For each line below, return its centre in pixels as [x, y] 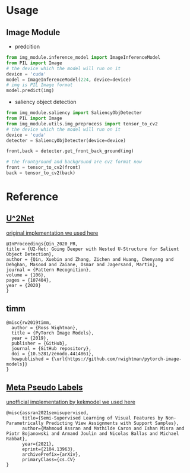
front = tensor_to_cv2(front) [44, 168]
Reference [32, 197]
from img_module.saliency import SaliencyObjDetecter [74, 113]
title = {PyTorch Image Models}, [53, 333]
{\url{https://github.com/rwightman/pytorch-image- [117, 359]
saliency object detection [45, 102]
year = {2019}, [30, 338]
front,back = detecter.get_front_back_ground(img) [70, 151]
